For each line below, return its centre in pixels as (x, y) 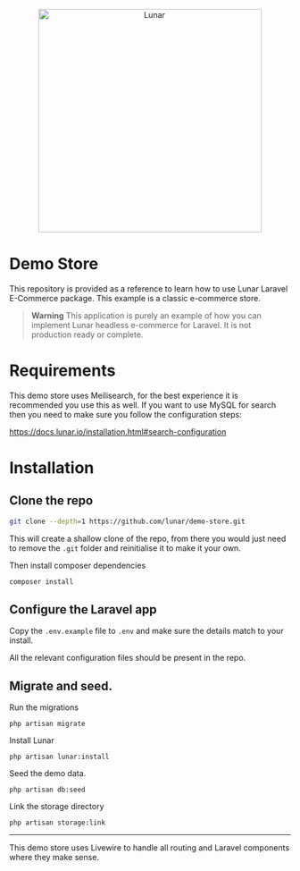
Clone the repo (51, 501)
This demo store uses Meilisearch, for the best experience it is (124, 395)
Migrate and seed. (61, 685)
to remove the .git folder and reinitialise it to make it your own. (125, 548)
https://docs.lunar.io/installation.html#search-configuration (118, 431)
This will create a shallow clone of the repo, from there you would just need (148, 538)
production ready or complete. (87, 334)
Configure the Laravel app (83, 609)
